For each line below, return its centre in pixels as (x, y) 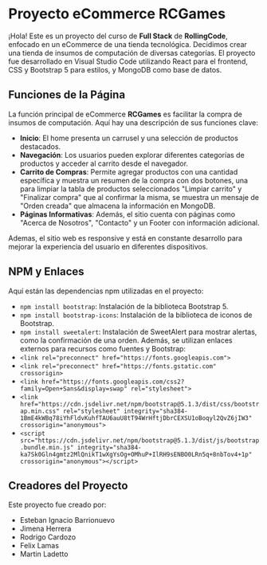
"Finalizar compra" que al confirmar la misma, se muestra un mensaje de (139, 197)
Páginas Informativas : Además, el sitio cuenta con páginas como (128, 214)
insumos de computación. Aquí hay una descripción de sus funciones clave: (133, 122)
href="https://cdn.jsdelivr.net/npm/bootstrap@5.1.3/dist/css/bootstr (139, 404)
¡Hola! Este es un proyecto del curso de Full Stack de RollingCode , (118, 36)
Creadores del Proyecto (68, 486)
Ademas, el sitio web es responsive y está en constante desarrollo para (126, 238)
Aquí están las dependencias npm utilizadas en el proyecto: (106, 291)
